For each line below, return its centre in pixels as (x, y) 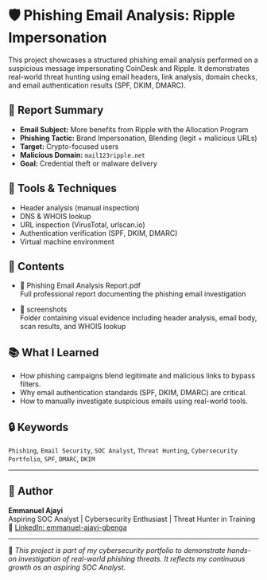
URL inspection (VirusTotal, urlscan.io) (82, 225)
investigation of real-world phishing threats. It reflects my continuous (132, 558)
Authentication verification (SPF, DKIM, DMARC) (99, 233)
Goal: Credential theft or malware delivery (88, 163)
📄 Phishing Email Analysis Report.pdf (80, 286)
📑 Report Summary (56, 110)
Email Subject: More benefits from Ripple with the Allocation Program (134, 129)
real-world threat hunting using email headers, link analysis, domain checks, (133, 76)
